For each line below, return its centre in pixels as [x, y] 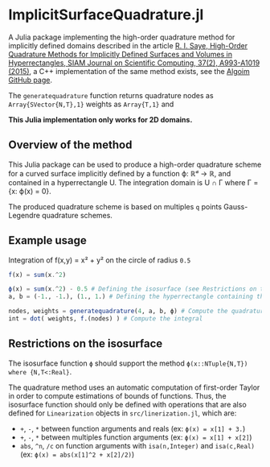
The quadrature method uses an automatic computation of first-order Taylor [134, 387]
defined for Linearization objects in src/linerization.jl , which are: [123, 413]
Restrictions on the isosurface [86, 344]
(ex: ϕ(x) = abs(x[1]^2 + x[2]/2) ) [77, 454]
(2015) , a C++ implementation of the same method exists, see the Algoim [129, 71]
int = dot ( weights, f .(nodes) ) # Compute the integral [106, 319]
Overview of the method [70, 145]
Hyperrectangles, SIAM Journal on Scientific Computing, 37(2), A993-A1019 [134, 63]
